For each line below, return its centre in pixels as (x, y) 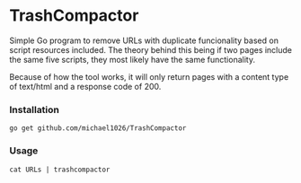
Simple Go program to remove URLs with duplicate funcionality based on (144, 40)
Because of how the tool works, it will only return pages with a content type (149, 76)
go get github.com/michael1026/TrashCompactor (98, 128)
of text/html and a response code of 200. (85, 86)
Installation (35, 109)
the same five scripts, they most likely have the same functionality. (133, 59)
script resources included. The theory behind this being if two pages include (151, 49)
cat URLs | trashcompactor (60, 170)
